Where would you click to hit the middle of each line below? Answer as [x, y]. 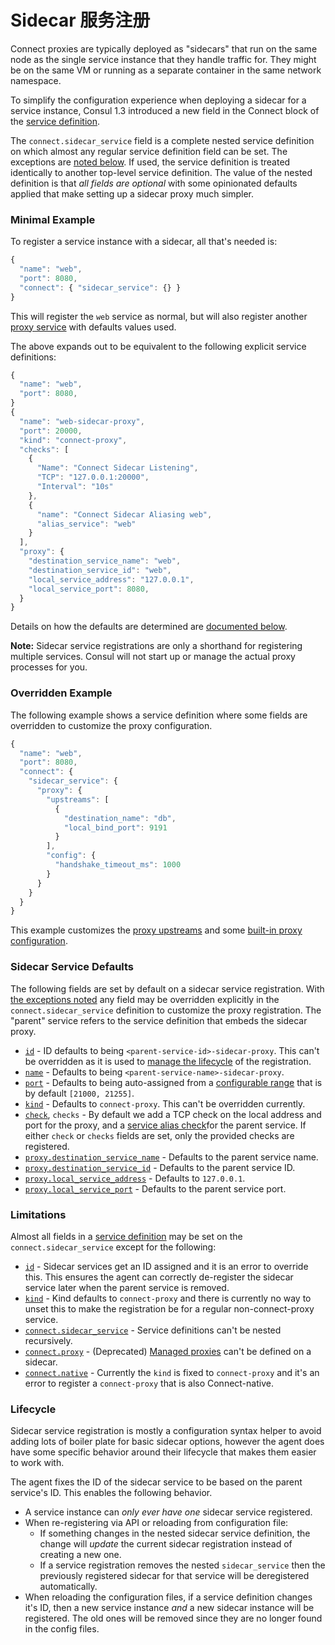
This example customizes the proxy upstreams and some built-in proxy [156, 930]
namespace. [36, 80]
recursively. [48, 1340]
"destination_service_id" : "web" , [100, 570]
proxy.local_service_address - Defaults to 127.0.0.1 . [135, 1178]
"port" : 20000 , [51, 431]
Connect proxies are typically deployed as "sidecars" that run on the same [164, 48]
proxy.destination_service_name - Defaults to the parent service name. [171, 1157]
